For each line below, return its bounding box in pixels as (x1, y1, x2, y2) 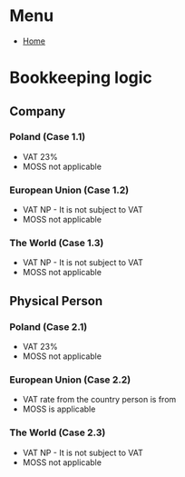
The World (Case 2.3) (9, 426, 106, 439)
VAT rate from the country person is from (22, 394, 177, 405)
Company (9, 104, 66, 119)
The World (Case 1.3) (9, 237, 104, 250)
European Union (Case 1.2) (9, 184, 130, 196)
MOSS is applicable (22, 403, 96, 414)
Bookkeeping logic (9, 67, 152, 88)
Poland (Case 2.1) (9, 320, 88, 333)
